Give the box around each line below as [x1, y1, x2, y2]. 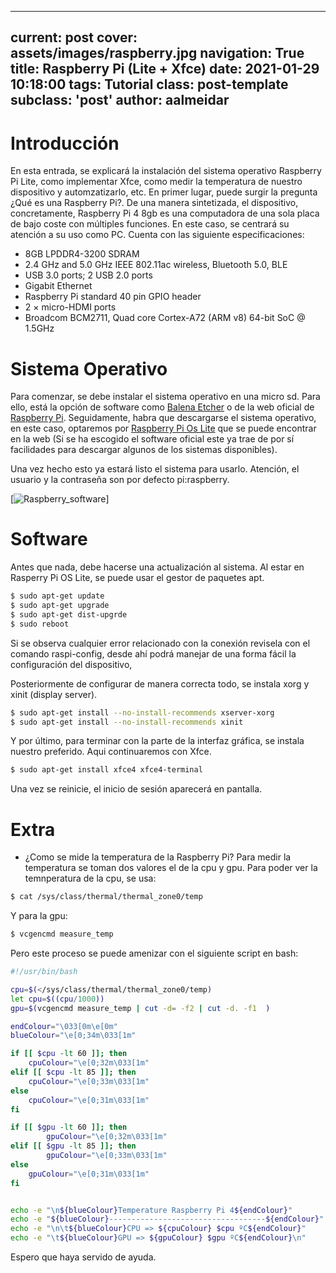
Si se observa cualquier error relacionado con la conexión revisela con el [10, 637, 311, 649]
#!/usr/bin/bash [10, 967, 78, 977]
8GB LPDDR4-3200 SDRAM [24, 248, 140, 260]
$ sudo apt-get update [10, 591, 105, 601]
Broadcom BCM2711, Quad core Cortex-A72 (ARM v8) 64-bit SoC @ [24, 312, 306, 324]
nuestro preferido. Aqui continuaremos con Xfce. [10, 746, 212, 758]
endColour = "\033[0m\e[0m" [10, 1021, 118, 1031]
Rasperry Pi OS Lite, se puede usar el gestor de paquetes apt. [10, 572, 265, 584]
